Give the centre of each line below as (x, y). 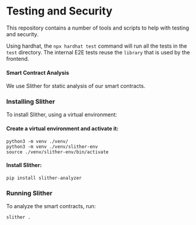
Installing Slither (31, 102)
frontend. (18, 59)
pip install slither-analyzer (44, 178)
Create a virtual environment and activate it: (63, 128)
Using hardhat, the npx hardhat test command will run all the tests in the (97, 46)
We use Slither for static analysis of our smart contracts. (76, 86)
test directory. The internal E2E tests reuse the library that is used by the (98, 52)
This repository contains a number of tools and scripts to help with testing (98, 28)
